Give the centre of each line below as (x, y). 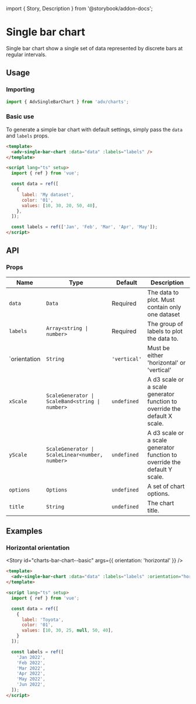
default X (160, 416)
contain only (164, 307)
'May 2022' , (31, 679)
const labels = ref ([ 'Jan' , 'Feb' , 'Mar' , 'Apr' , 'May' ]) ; (85, 227)
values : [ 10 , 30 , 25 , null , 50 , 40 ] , (67, 631)
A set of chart (166, 486)
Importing (20, 90)
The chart (161, 503)
